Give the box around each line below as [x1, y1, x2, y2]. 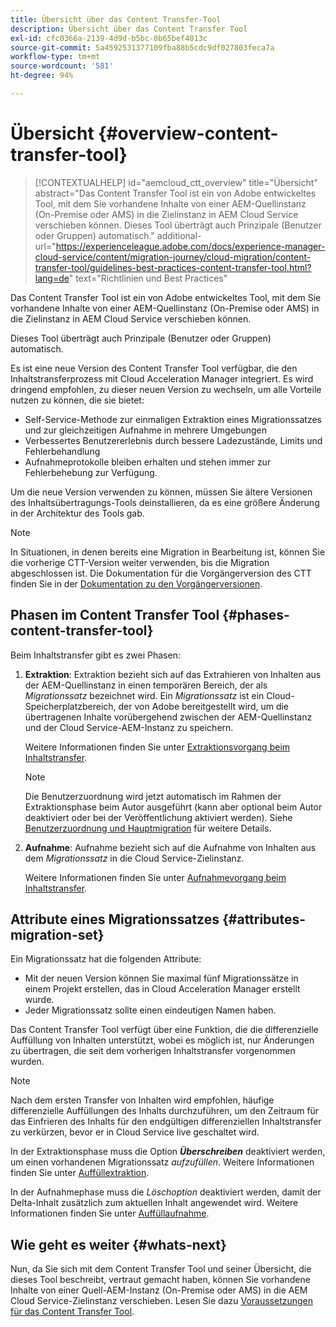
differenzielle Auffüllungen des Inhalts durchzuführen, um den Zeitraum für [10, 1105, 320, 1117]
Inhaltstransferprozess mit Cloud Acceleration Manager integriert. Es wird [10, 372, 314, 385]
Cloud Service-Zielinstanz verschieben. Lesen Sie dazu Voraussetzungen [10, 1295, 314, 1307]
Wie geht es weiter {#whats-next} [10, 1236, 227, 1253]
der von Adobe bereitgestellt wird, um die [118, 700, 290, 712]
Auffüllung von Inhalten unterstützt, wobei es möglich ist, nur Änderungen [10, 1034, 315, 1046]
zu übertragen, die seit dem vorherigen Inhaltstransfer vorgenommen [10, 1045, 296, 1057]
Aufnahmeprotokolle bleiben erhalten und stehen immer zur [24, 456, 272, 468]
